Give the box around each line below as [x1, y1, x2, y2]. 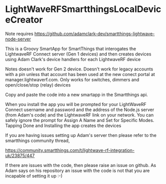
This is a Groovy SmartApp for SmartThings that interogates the [5, 45, 136, 51]
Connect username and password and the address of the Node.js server [5, 106, 154, 112]
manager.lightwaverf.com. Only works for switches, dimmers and [5, 76, 139, 82]
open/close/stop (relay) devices [5, 81, 71, 88]
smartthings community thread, [5, 137, 70, 143]
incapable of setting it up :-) [5, 172, 62, 178]
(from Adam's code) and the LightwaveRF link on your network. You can [5, 111, 154, 118]
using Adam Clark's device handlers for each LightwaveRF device [5, 56, 141, 62]
